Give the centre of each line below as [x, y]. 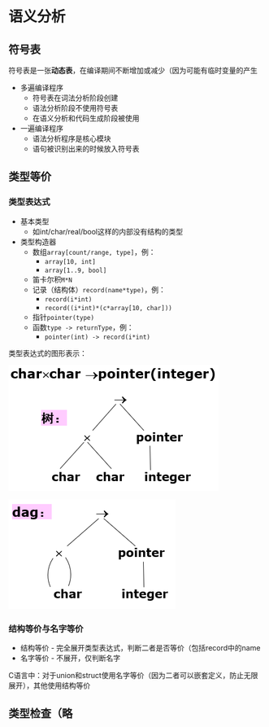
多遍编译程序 [41, 88]
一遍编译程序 [41, 128]
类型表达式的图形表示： [48, 353]
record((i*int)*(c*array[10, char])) [108, 308]
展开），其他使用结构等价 [50, 685]
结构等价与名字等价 [46, 628]
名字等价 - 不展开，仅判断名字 [70, 658]
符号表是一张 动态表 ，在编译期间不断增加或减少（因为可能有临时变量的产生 [133, 70]
